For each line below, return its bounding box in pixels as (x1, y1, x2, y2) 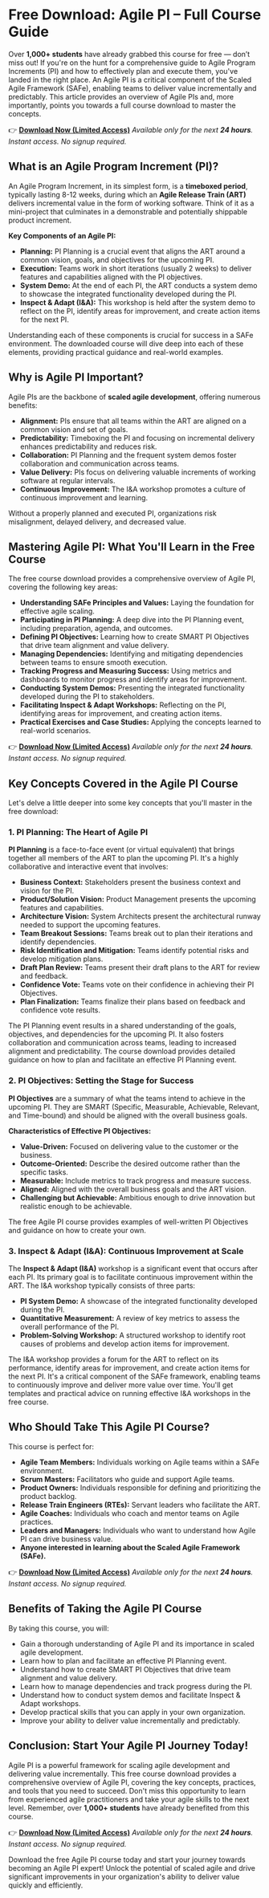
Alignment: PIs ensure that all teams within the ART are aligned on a (19, 416, 247, 426)
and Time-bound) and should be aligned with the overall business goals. (8, 1110, 247, 1120)
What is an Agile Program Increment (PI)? (8, 160, 219, 173)
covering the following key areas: (8, 582, 118, 592)
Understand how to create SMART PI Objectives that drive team (19, 1664, 231, 1674)
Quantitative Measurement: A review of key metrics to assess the (19, 1314, 240, 1323)
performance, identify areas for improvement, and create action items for (8, 1363, 251, 1373)
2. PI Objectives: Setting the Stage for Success (8, 1075, 194, 1086)
